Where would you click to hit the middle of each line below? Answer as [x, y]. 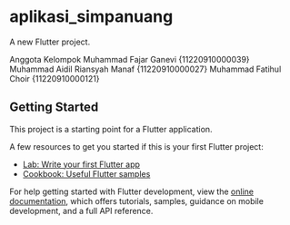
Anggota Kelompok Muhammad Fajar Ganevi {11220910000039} [130, 59]
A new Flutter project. [50, 42]
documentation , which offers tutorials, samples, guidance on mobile [136, 201]
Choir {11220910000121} [55, 78]
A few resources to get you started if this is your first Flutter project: [136, 146]
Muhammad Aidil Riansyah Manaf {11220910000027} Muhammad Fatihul [145, 69]
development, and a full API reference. [81, 210]
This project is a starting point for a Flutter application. [111, 129]
